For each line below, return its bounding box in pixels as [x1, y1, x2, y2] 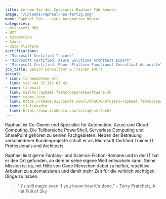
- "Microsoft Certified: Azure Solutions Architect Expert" [5, 58, 132, 63]
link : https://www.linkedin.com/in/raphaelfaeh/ [9, 108, 112, 114]
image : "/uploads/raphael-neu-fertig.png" [5, 12, 94, 17]
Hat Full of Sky [17, 188, 47, 194]
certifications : [5, 48, 39, 53]
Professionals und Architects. [5, 143, 65, 149]
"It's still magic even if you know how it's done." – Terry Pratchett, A [17, 183, 156, 189]
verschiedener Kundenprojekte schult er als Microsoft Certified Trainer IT [5, 137, 154, 143]
